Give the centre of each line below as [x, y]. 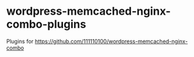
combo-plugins [47, 24]
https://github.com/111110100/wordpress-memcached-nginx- [111, 41]
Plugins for [20, 41]
